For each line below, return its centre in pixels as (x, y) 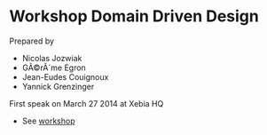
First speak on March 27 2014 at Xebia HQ (86, 103)
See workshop (48, 121)
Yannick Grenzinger (58, 86)
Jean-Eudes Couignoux (65, 76)
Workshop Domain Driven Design (134, 16)
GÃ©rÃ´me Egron (54, 67)
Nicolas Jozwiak (52, 58)
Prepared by (32, 41)
